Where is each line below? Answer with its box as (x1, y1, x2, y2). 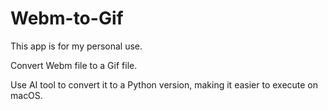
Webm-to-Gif (10, 7, 124, 30)
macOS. (10, 89, 43, 101)
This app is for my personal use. (10, 40, 143, 52)
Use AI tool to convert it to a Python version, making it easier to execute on (10, 78, 319, 91)
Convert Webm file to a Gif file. (10, 59, 138, 71)
